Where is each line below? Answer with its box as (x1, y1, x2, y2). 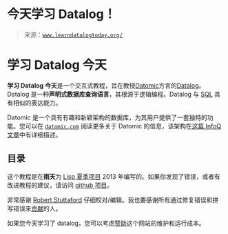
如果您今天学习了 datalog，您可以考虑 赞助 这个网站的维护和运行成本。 (7, 219, 205, 227)
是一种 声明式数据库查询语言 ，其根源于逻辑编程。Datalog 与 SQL (30, 90, 214, 98)
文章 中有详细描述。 (7, 130, 62, 139)
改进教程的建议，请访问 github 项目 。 (7, 181, 114, 189)
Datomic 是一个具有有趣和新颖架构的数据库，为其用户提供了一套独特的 (7, 113, 208, 121)
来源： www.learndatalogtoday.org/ (23, 30, 123, 39)
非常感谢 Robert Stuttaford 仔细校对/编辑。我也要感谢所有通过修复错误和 (7, 195, 213, 204)
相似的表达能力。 (12, 98, 62, 107)
